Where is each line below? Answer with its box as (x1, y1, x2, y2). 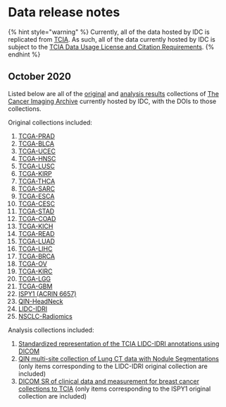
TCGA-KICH (18, 222, 54, 230)
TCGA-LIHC (18, 244, 53, 253)
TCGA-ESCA (18, 191, 55, 200)
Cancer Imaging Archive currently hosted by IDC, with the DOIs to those (8, 97, 217, 105)
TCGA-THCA (18, 177, 56, 185)
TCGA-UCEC (18, 146, 56, 155)
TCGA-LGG (18, 274, 51, 283)
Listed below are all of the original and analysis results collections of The (8, 89, 219, 98)
